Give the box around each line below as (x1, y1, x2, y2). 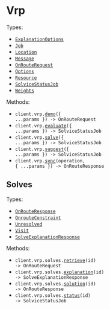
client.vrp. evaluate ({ (14, 123, 72, 129)
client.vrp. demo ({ (14, 111, 61, 117)
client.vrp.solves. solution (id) (14, 281, 96, 287)
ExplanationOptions (14, 36, 64, 42)
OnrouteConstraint (14, 215, 61, 221)
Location (14, 49, 37, 55)
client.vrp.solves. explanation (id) (14, 269, 105, 275)
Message (14, 56, 34, 62)
